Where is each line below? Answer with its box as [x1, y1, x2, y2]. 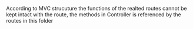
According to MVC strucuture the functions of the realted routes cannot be [6, 5, 187, 12]
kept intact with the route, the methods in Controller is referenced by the [6, 11, 181, 18]
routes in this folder [6, 17, 54, 24]
